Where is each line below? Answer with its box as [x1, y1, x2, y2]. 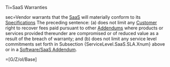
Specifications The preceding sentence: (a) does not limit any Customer [5, 20, 157, 25]
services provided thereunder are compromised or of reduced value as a [5, 30, 159, 36]
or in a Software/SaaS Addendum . [5, 47, 77, 52]
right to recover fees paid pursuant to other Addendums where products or [5, 25, 163, 31]
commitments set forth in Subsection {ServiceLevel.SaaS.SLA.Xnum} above [5, 41, 165, 47]
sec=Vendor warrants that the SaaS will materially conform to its [5, 14, 141, 20]
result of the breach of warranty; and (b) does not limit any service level [5, 36, 157, 42]
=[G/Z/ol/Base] [5, 56, 37, 62]
